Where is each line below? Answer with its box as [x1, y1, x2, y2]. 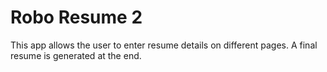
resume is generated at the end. [10, 49, 142, 61]
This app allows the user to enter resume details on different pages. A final [10, 39, 318, 51]
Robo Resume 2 [10, 6, 143, 29]
